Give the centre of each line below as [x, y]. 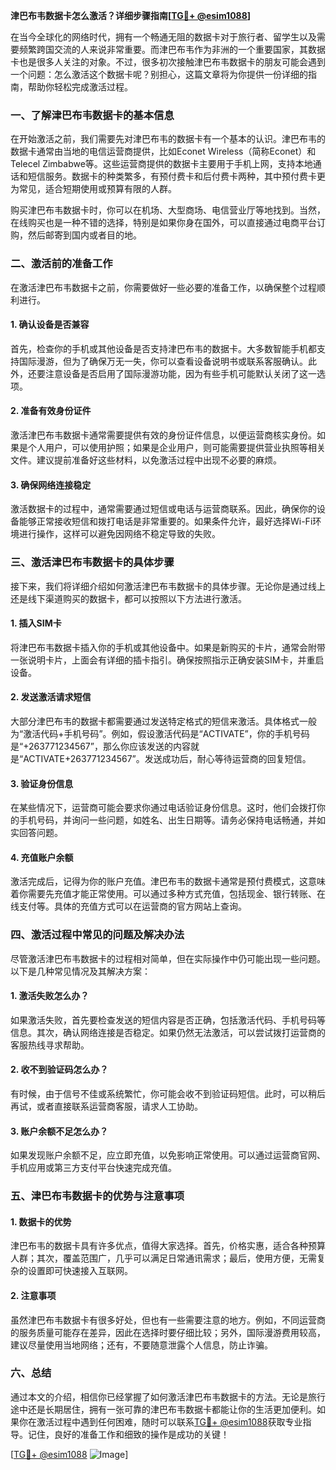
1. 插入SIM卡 [36, 623]
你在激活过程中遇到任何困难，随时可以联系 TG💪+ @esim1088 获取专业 [160, 1421]
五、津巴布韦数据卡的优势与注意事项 [97, 1196]
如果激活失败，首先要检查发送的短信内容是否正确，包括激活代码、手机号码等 [168, 1020]
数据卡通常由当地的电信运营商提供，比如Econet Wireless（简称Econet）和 [163, 151]
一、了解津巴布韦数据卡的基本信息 [92, 115]
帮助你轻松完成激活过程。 [80, 87]
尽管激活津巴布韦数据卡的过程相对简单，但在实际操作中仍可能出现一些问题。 [168, 958]
